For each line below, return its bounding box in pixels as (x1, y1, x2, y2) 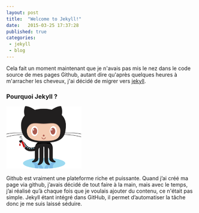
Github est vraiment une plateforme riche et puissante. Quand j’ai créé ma (6, 175, 189, 182)
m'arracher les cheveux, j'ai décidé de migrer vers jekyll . (6, 77, 146, 84)
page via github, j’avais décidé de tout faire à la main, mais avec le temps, (6, 181, 188, 188)
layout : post (6, 10, 39, 16)
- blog (8, 48, 26, 54)
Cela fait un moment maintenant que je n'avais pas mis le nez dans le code (6, 65, 191, 72)
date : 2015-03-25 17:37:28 (6, 22, 79, 28)
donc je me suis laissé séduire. (6, 200, 82, 208)
